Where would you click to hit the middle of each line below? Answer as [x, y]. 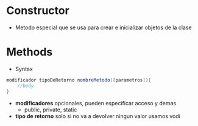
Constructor [38, 11]
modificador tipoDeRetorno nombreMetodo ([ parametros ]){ [79, 80]
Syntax [24, 69]
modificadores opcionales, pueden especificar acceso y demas [96, 103]
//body [26, 86]
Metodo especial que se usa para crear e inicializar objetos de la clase [103, 27]
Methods [30, 52]
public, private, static [51, 110]
